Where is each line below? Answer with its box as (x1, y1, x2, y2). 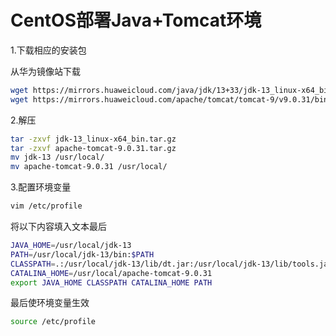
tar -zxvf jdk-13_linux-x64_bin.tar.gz (10, 134, 177, 144)
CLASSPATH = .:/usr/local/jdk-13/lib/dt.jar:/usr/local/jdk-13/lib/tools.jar (10, 259, 333, 269)
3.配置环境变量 (10, 181, 72, 193)
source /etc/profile (10, 317, 97, 327)
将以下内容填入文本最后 (10, 221, 107, 233)
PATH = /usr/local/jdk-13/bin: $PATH (10, 249, 155, 260)
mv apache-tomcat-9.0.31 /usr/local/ (10, 162, 168, 172)
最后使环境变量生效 (10, 297, 90, 309)
